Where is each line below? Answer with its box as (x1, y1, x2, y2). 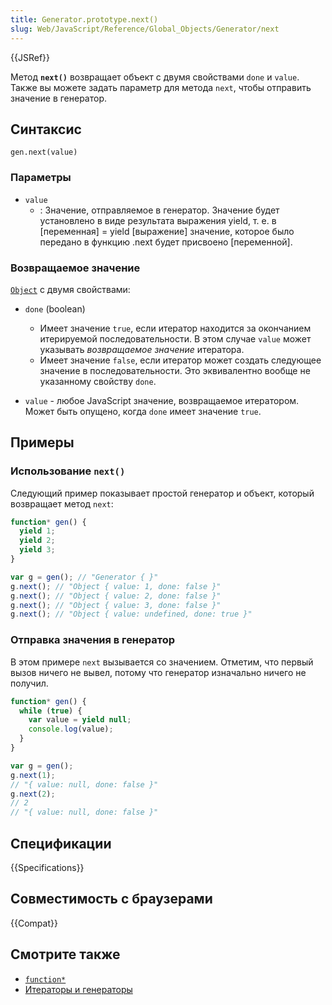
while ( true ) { (19, 706, 83, 716)
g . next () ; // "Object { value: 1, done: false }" (10, 581, 222, 591)
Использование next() (10, 464, 126, 478)
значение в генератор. (10, 92, 108, 104)
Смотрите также (10, 946, 121, 963)
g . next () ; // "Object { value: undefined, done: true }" (10, 609, 253, 620)
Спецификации (10, 835, 112, 852)
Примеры (10, 434, 75, 451)
